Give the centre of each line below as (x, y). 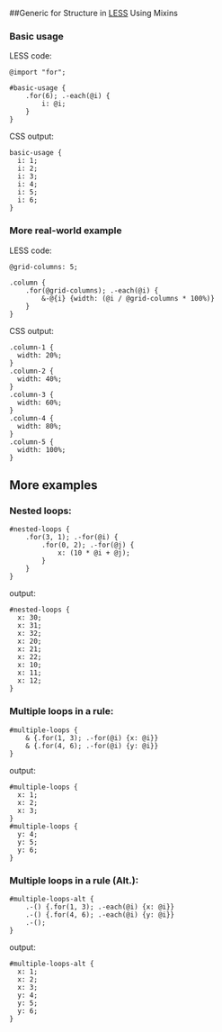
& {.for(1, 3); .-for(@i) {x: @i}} (92, 738)
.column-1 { (31, 347)
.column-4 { (31, 418)
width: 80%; (40, 426)
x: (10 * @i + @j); (93, 553)
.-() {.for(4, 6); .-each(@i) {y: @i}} (100, 914)
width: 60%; (40, 403)
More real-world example (66, 231)
